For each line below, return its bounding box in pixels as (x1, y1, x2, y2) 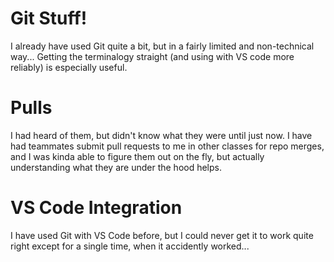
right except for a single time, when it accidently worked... (10, 240, 250, 252)
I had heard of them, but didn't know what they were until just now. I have (10, 129, 313, 141)
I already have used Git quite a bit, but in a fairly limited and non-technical (10, 40, 315, 52)
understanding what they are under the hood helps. (10, 161, 223, 173)
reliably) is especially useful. (10, 61, 128, 73)
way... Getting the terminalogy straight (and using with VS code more (10, 50, 295, 62)
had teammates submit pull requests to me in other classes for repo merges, (10, 140, 325, 152)
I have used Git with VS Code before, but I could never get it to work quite (10, 229, 314, 241)
